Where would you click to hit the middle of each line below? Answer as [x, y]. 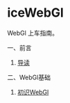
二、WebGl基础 [29, 77]
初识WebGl [33, 92]
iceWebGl [35, 13]
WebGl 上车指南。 [33, 33]
